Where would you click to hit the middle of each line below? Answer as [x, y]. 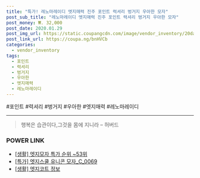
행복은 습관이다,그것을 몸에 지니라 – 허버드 [70, 125]
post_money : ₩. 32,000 [34, 23]
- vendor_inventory [36, 50]
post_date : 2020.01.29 [34, 28]
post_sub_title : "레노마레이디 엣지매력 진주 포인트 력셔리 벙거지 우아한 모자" [93, 17]
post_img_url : [24, 34]
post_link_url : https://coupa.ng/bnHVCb [57, 39]
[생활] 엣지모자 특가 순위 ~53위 [51, 154]
